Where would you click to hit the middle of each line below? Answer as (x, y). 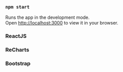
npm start (17, 7)
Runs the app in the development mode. (47, 17)
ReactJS (16, 36)
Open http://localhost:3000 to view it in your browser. (62, 23)
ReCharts (17, 50)
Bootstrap (18, 64)
